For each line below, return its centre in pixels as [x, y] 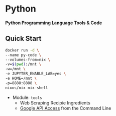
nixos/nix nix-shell [27, 88]
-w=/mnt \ [16, 69]
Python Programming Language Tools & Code [54, 23]
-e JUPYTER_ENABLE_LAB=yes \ [36, 74]
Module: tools [27, 97]
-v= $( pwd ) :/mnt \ [23, 64]
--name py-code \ [23, 55]
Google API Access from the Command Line [66, 108]
